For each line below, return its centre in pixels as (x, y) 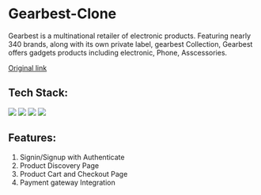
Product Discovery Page (59, 165)
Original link (28, 67)
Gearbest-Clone (62, 14)
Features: (32, 138)
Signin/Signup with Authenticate (72, 157)
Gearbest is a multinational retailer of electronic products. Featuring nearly (130, 36)
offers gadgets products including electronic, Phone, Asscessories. (118, 52)
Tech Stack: (38, 93)
